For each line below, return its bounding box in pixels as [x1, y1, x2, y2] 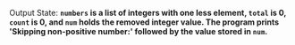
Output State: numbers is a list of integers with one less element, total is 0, [9, 8, 287, 18]
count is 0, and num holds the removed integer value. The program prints [9, 17, 280, 27]
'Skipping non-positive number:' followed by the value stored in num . [9, 26, 268, 36]
